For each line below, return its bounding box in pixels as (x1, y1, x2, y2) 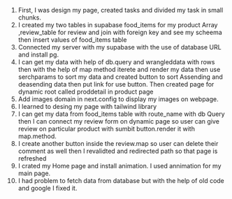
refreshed (17, 154, 47, 163)
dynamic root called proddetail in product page (17, 87, 154, 96)
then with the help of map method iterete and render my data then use (17, 66, 221, 73)
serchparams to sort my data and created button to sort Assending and (17, 73, 223, 81)
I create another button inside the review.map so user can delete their (17, 140, 219, 147)
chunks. (17, 13, 41, 22)
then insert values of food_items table (17, 36, 127, 44)
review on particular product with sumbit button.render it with (17, 125, 195, 133)
